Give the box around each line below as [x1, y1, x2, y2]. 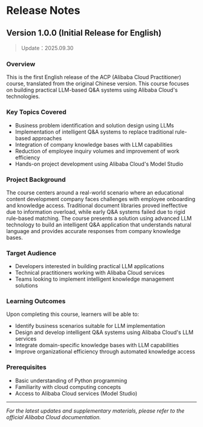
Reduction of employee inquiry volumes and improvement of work [14, 147, 179, 155]
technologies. [6, 93, 40, 100]
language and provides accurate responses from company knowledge [6, 227, 181, 234]
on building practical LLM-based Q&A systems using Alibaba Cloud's [6, 86, 178, 94]
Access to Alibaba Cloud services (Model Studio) [14, 390, 138, 397]
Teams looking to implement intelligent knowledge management [14, 275, 174, 283]
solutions [14, 282, 38, 289]
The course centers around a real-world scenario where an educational [6, 188, 184, 196]
